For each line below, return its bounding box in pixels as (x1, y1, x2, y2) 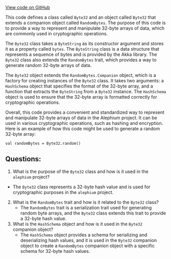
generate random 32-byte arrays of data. (5, 62, 92, 68)
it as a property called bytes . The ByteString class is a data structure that (5, 46, 160, 52)
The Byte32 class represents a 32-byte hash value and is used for (12, 184, 151, 190)
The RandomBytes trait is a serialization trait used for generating (20, 204, 152, 210)
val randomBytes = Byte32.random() (5, 141, 81, 146)
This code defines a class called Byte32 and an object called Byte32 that (5, 14, 156, 20)
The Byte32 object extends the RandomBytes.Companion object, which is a (5, 72, 157, 78)
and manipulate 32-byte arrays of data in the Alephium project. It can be (5, 115, 157, 121)
